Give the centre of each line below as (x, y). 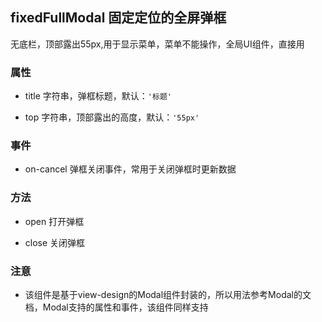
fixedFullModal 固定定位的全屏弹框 (118, 18)
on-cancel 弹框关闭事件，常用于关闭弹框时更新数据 (130, 169)
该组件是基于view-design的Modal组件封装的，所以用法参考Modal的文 (168, 294)
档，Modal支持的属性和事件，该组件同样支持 (116, 307)
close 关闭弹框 (55, 242)
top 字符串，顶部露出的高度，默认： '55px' (112, 117)
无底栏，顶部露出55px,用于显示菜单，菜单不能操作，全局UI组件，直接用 (157, 44)
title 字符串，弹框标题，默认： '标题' (98, 96)
